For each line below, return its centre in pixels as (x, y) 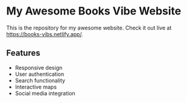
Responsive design (39, 67)
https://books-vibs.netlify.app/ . (45, 34)
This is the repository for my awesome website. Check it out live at (89, 28)
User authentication (40, 74)
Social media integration (45, 93)
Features (23, 53)
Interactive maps (36, 87)
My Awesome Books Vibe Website (94, 11)
